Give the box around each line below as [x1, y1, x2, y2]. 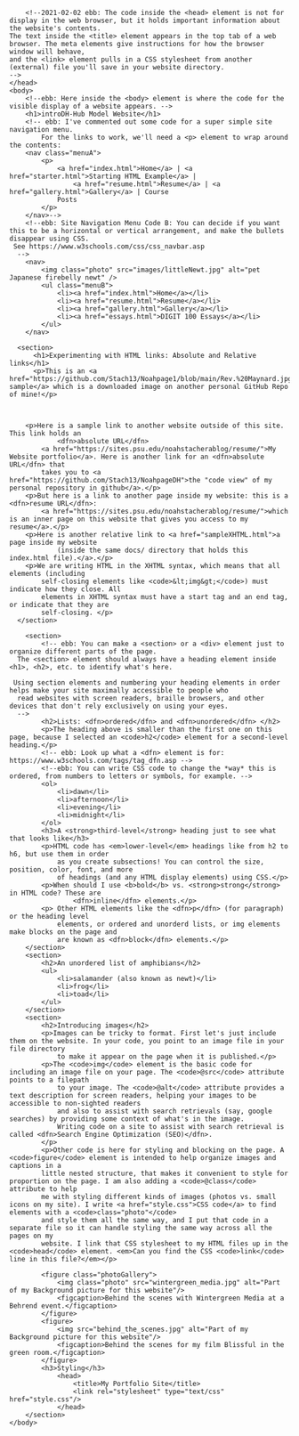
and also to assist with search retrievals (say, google [56, 1107, 273, 1116]
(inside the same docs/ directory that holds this [56, 546, 249, 555]
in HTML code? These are [9, 888, 101, 897]
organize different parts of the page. [9, 647, 158, 656]
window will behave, [9, 47, 86, 56]
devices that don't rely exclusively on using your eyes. [9, 702, 229, 710]
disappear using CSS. [9, 234, 90, 243]
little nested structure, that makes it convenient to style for [41, 1169, 289, 1178]
